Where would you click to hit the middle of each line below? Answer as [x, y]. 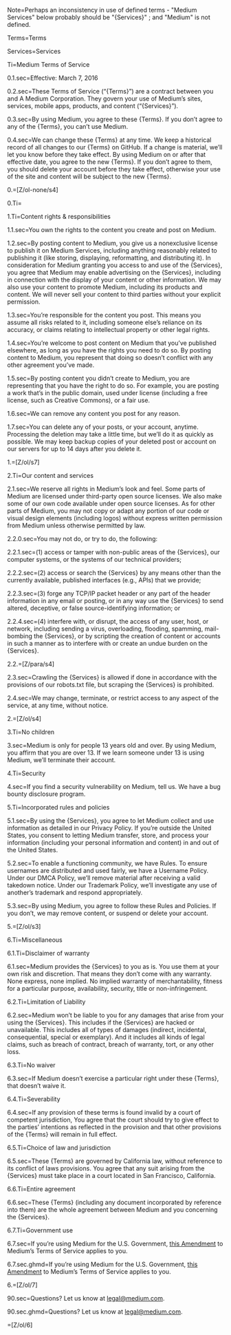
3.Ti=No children [31, 732]
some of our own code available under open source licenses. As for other [111, 503]
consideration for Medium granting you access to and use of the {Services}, [115, 265]
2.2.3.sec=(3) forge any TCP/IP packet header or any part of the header [109, 593]
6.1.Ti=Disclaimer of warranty [48, 953]
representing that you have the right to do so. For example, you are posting [113, 386]
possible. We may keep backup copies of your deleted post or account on [112, 441]
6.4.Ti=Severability [34, 1099]
